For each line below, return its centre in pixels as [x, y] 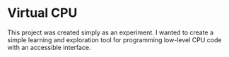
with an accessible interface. [49, 47]
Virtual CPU [42, 13]
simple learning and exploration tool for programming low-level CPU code [114, 39]
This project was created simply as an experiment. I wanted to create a [111, 32]
